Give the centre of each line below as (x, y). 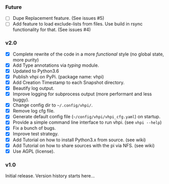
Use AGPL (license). (34, 151)
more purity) (26, 60)
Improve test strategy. (36, 134)
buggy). (21, 100)
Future (13, 7)
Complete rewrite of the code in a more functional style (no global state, (88, 54)
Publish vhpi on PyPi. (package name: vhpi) (58, 76)
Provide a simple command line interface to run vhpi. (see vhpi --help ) (87, 122)
